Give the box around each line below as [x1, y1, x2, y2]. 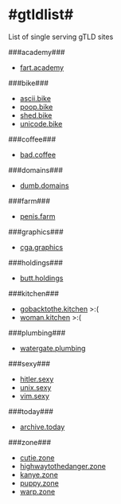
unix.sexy [19, 382, 52, 392]
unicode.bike [19, 119, 63, 128]
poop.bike [19, 102, 53, 111]
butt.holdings [19, 273, 64, 283]
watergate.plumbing [19, 343, 86, 353]
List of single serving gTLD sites [8, 32, 114, 41]
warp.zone [19, 486, 56, 496]
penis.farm [19, 211, 56, 221]
